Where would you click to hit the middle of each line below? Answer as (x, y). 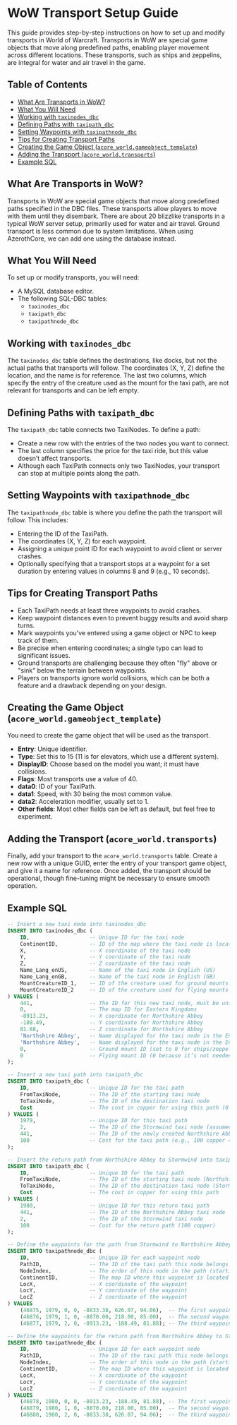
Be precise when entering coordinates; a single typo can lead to (110, 648)
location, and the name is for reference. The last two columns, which (107, 375)
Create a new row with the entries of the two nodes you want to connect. (123, 443)
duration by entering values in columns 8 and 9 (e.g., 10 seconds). (114, 571)
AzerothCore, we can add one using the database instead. (92, 239)
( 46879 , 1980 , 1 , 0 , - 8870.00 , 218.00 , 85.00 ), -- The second (115, 1408)
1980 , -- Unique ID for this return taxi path (115, 1205)
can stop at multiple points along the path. (79, 473)
